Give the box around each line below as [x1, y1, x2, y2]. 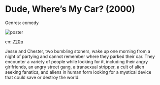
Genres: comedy [5, 20, 39, 26]
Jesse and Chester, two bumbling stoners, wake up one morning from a [5, 48, 151, 54]
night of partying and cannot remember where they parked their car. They [5, 53, 155, 59]
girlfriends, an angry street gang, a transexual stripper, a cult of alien [5, 64, 144, 70]
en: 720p [5, 38, 24, 45]
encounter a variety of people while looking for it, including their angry [5, 58, 148, 64]
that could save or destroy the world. [5, 74, 80, 80]
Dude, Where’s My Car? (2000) [5, 3, 135, 15]
